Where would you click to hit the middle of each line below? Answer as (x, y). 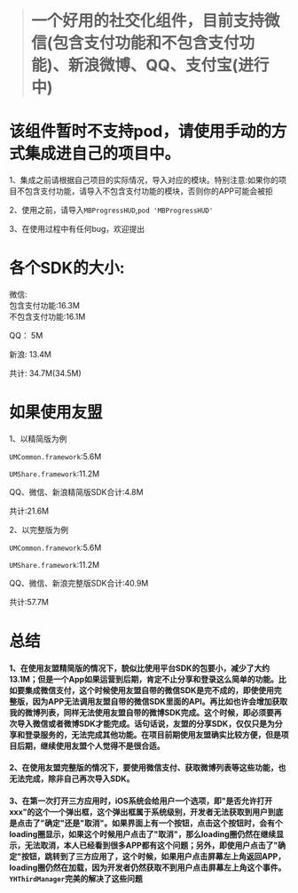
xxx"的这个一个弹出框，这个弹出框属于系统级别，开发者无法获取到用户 (139, 811)
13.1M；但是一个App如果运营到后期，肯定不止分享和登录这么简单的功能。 (144, 679)
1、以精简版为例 (38, 439)
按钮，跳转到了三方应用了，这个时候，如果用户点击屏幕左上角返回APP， (153, 856)
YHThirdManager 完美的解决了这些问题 (76, 878)
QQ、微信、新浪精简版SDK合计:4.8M (76, 492)
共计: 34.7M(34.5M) (45, 373)
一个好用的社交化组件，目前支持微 (155, 21)
